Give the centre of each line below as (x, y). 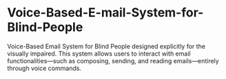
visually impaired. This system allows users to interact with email (99, 54)
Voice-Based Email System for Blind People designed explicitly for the (106, 46)
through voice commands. (44, 68)
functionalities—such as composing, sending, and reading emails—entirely (113, 60)
